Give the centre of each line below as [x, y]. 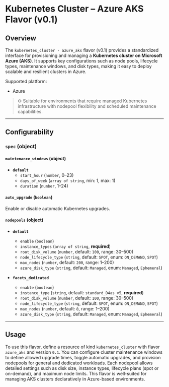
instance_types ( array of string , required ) [65, 246]
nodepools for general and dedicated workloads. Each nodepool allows [79, 363]
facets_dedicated [31, 278]
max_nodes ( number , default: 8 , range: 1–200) [65, 308]
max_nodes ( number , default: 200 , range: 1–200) [67, 262]
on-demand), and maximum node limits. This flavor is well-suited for [76, 373]
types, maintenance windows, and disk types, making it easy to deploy [78, 66]
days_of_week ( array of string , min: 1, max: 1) [68, 180]
